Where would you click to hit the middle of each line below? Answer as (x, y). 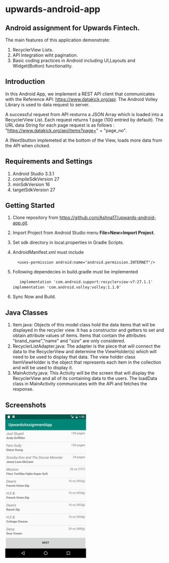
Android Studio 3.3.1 (33, 174)
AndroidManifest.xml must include (48, 252)
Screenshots (26, 405)
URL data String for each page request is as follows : (60, 125)
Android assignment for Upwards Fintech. (73, 28)
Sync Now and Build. (34, 297)
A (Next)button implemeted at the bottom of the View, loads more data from (84, 140)
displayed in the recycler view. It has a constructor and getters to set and (88, 330)
